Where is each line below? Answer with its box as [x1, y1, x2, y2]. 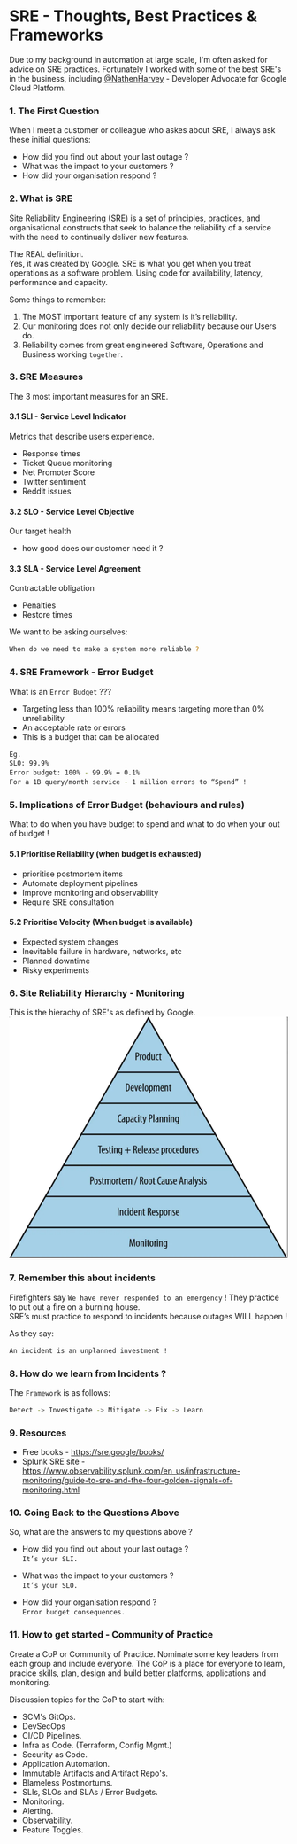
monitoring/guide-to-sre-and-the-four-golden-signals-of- [21, 1475, 233, 1486]
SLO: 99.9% [9, 759, 49, 768]
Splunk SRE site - [21, 1456, 86, 1467]
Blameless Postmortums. [21, 1777, 113, 1787]
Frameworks [9, 25, 103, 45]
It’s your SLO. [21, 1582, 79, 1591]
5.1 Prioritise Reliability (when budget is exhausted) [9, 849, 202, 859]
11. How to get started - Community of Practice [9, 1629, 214, 1641]
